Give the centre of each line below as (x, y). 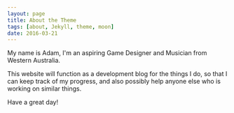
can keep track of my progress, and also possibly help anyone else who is (114, 82)
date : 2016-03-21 (33, 33)
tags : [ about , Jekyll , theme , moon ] (61, 27)
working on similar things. (44, 89)
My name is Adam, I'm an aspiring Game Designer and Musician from (107, 53)
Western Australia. (34, 61)
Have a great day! (33, 103)
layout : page (26, 14)
